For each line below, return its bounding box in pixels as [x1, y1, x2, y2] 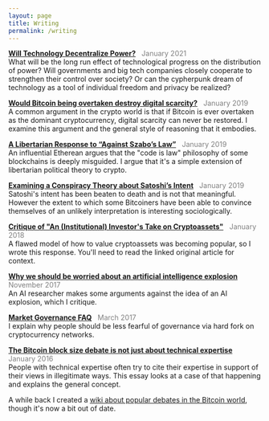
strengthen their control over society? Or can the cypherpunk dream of [8, 74, 243, 84]
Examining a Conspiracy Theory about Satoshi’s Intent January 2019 [8, 181, 245, 190]
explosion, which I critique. [8, 297, 98, 307]
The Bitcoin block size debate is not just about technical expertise [8, 345, 233, 355]
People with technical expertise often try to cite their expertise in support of [8, 362, 259, 372]
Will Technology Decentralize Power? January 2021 [8, 49, 187, 59]
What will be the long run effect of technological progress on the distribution [8, 57, 261, 67]
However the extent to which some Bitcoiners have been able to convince [8, 198, 252, 207]
